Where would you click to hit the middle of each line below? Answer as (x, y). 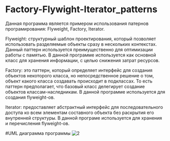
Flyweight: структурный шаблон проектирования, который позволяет (81, 39)
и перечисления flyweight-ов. (37, 123)
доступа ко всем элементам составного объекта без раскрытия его (80, 112)
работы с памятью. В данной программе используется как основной (81, 55)
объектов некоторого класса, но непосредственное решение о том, (80, 75)
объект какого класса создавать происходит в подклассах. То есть (79, 81)
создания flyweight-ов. (30, 97)
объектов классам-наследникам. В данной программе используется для (85, 92)
